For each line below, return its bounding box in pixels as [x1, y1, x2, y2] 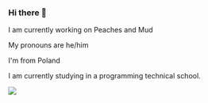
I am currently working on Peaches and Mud [8, 25, 153, 35]
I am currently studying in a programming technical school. [8, 71, 201, 81]
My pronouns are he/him [8, 40, 89, 50]
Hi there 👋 [8, 7, 48, 18]
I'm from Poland [8, 55, 61, 66]
